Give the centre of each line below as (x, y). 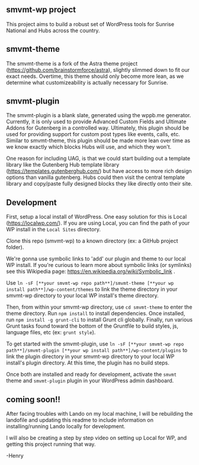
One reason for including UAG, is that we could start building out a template (98, 158)
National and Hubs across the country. (53, 30)
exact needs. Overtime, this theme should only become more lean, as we (95, 76)
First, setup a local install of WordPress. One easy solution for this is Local (97, 217)
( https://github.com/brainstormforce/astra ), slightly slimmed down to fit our (98, 70)
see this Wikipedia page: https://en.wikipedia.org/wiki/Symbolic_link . (91, 271)
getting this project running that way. (51, 444)
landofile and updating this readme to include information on (80, 420)
